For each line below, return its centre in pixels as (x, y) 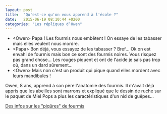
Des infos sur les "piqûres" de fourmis (45, 106)
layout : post (19, 10)
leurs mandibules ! (32, 76)
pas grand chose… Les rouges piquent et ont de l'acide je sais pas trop (86, 60)
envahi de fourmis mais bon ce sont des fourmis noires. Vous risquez (84, 54)
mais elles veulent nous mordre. (46, 44)
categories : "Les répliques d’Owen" (44, 24)
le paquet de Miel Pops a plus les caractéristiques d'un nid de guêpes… (79, 96)
